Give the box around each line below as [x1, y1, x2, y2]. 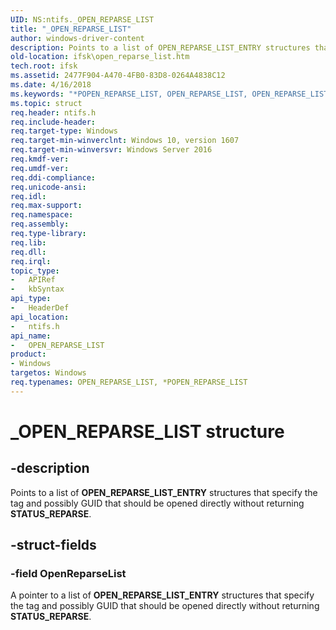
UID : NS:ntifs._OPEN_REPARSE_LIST [10, 14, 155, 25]
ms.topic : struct [10, 98, 83, 108]
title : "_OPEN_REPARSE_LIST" [10, 24, 132, 34]
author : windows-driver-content [10, 33, 145, 43]
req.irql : [10, 256, 52, 266]
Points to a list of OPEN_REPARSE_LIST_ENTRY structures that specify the [10, 486, 318, 498]
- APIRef [10, 275, 56, 285]
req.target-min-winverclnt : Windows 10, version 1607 [10, 136, 240, 146]
